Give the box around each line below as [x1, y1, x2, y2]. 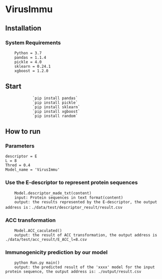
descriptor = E [5, 154, 37, 159]
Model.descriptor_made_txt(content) [14, 191, 92, 196]
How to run [5, 127, 41, 136]
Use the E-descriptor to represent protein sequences [5, 179, 138, 186]
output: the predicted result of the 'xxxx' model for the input [14, 265, 155, 270]
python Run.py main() [14, 260, 60, 265]
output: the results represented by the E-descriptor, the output [14, 199, 157, 204]
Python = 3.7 [14, 50, 42, 55]
